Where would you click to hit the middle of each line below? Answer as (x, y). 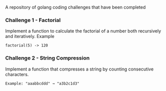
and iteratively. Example (30, 36)
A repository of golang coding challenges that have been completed (75, 7)
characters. (17, 74)
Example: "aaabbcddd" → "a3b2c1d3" (42, 83)
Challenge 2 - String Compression (47, 58)
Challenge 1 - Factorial (33, 20)
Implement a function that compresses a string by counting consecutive (79, 69)
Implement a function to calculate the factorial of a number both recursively (83, 31)
